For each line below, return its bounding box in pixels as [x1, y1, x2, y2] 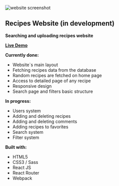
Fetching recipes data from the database [12, 67, 96, 73]
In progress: [5, 98, 31, 104]
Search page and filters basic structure [12, 88, 93, 94]
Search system [12, 129, 43, 135]
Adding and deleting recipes [12, 113, 71, 119]
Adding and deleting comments [12, 118, 77, 124]
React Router [12, 169, 39, 175]
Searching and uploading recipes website [5, 33, 93, 39]
